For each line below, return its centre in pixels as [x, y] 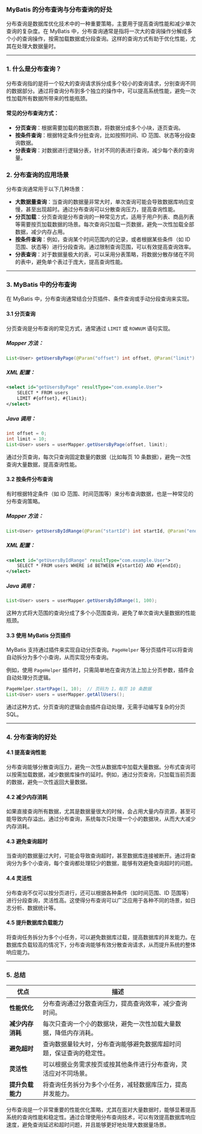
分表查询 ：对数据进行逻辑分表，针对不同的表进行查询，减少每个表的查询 [104, 150]
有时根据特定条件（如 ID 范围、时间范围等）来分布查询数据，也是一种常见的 [100, 494]
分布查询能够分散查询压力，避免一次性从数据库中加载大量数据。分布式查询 [98, 767]
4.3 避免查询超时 [27, 841]
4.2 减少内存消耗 [27, 797]
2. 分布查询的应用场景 [38, 174]
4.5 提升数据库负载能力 [35, 923]
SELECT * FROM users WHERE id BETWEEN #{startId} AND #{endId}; [99, 566]
